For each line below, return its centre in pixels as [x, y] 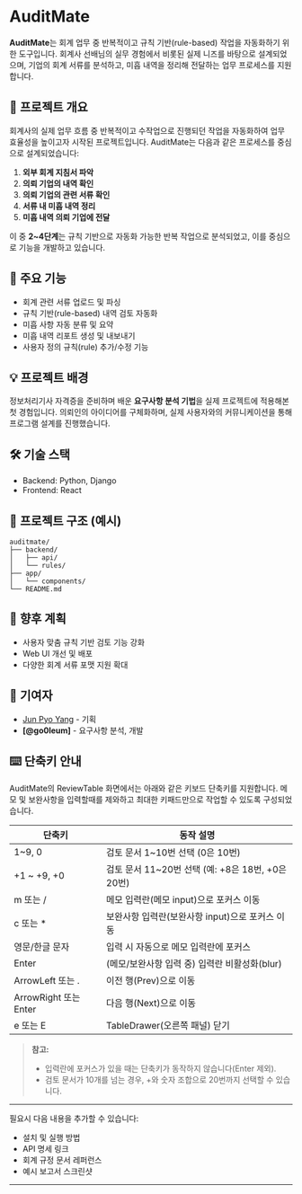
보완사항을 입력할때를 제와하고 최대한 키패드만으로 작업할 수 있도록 [145, 800]
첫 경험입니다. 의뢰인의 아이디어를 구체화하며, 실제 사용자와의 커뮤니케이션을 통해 [151, 412]
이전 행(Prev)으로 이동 [151, 981]
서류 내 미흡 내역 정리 [59, 206]
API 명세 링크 [45, 1149]
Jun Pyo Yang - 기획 [59, 719]
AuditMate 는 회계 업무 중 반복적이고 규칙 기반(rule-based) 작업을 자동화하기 [145, 42]
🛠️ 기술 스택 [40, 454]
